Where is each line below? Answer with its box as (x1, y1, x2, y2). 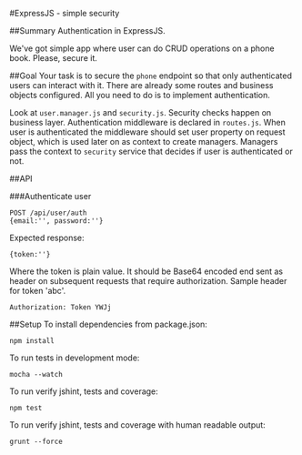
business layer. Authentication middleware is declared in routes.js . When (9, 117, 287, 127)
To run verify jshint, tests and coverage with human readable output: (9, 420, 266, 430)
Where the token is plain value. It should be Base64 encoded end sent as (9, 266, 284, 277)
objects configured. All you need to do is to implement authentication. (9, 90, 271, 100)
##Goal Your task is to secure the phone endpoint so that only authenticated (9, 70, 293, 81)
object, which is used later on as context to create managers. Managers (9, 136, 278, 147)
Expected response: (9, 232, 85, 243)
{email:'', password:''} (9, 217, 104, 226)
